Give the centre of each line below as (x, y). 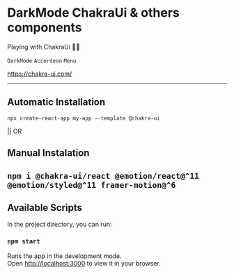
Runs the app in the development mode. (64, 256)
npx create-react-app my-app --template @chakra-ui (84, 118)
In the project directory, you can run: (60, 225)
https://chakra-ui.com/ (40, 74)
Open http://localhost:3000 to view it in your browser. (84, 263)
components (45, 27)
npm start (24, 242)
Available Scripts (45, 208)
